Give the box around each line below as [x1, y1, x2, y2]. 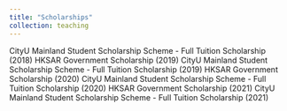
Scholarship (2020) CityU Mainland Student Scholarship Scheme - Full [9, 73, 267, 84]
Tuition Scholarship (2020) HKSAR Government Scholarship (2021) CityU [9, 83, 275, 93]
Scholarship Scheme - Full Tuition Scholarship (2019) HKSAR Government [9, 63, 279, 75]
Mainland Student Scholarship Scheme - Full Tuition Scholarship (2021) [9, 92, 269, 102]
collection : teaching [9, 21, 89, 30]
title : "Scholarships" [9, 12, 93, 22]
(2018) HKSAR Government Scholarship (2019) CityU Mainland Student [9, 55, 268, 65]
